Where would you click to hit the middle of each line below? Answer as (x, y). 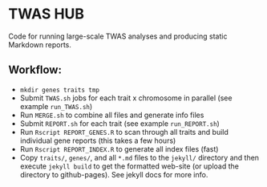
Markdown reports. (40, 44)
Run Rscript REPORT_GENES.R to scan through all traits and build (124, 132)
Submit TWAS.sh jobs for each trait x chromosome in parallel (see (126, 98)
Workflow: (35, 70)
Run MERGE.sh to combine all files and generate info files (112, 115)
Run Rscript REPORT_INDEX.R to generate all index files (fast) (119, 148)
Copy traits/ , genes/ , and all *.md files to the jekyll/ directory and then (139, 157)
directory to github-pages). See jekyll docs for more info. (114, 174)
